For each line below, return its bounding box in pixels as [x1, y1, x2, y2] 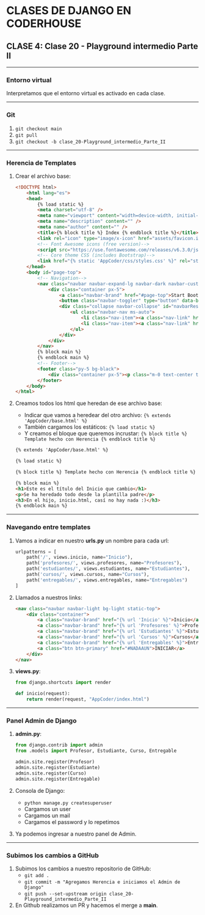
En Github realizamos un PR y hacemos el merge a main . [15, 902, 158, 909]
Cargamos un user [24, 805, 71, 812]
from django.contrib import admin [15, 742, 103, 748]
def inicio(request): [15, 691, 70, 697]
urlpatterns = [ [15, 549, 57, 555]
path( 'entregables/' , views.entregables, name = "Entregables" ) [26, 577, 188, 583]
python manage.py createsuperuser [24, 800, 112, 806]
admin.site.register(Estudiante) [15, 764, 101, 770]
